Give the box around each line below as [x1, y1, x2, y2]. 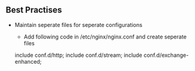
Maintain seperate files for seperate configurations [14, 21, 143, 28]
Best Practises [6, 5, 62, 15]
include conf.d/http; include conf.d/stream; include [14, 51, 143, 59]
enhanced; [14, 58, 42, 65]
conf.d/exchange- [143, 51, 189, 59]
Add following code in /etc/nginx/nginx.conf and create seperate [23, 33, 187, 40]
